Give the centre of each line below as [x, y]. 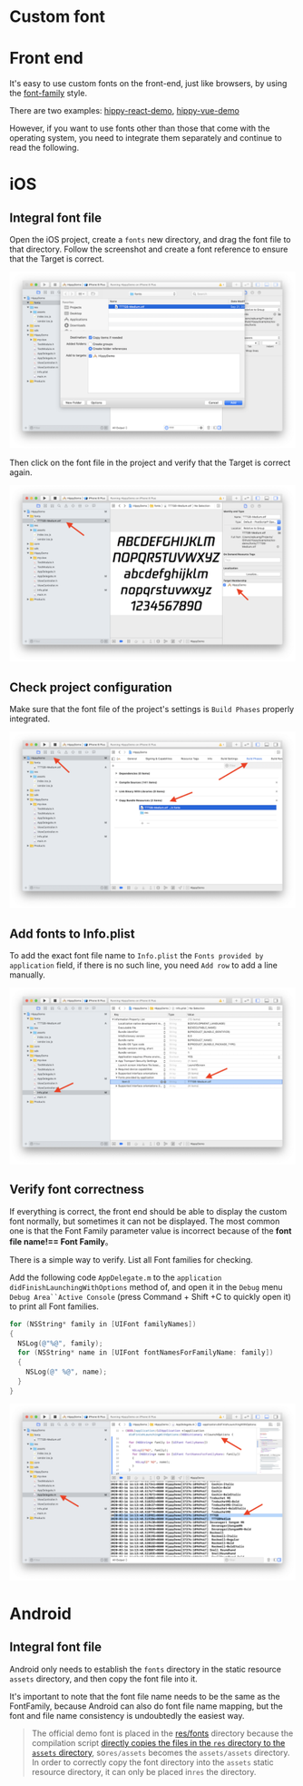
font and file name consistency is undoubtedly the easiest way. [127, 1715]
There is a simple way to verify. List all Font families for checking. [132, 1259]
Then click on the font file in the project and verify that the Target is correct [150, 463]
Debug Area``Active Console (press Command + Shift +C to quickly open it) [151, 1296]
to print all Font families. [54, 1306]
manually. [27, 975]
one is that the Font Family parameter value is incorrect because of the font [151, 1230]
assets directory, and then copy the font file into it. [103, 1679]
